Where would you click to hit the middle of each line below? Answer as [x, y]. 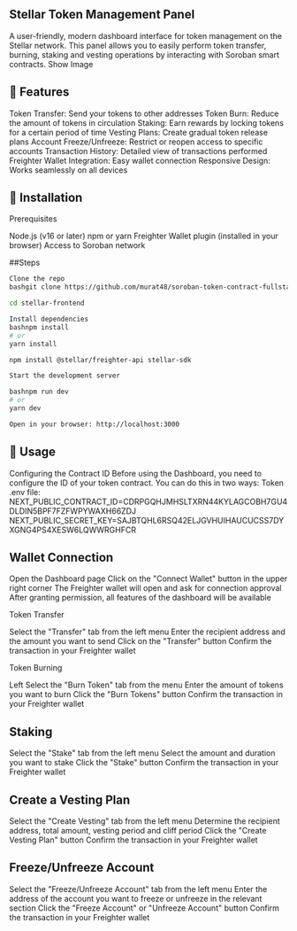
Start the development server [65, 376]
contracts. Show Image [51, 64]
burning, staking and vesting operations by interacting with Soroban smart [145, 54]
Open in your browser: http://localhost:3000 [94, 424]
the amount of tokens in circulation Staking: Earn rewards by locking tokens [147, 122]
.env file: [25, 492]
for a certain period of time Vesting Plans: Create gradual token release [138, 132]
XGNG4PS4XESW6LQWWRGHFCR [73, 530]
